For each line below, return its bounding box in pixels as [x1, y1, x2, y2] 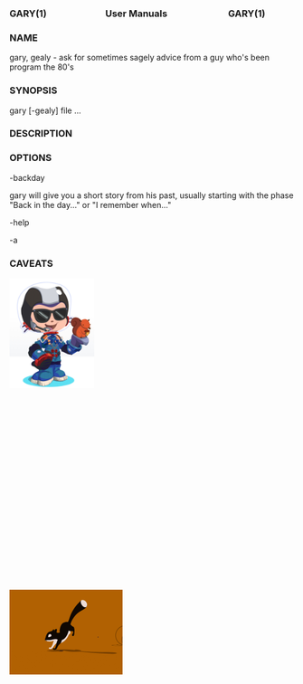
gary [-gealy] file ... [9, 105, 81, 116]
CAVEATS [9, 257, 54, 270]
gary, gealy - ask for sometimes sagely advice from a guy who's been [9, 52, 270, 63]
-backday [9, 172, 45, 183]
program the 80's [9, 62, 74, 72]
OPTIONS [9, 152, 52, 165]
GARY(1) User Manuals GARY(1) [9, 7, 266, 20]
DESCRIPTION [9, 128, 73, 140]
